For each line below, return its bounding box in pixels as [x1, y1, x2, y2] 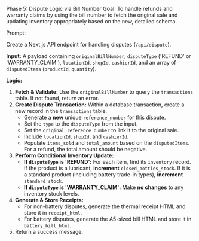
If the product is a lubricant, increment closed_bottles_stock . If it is [23, 164, 191, 172]
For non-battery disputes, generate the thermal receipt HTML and [23, 203, 186, 210]
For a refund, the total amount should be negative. [23, 146, 148, 152]
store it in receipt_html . [23, 209, 82, 216]
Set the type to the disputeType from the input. [23, 120, 139, 127]
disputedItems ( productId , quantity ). [6, 65, 97, 72]
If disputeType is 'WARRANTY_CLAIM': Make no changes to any [23, 184, 184, 191]
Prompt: [6, 29, 26, 36]
